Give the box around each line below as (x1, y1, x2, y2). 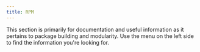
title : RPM (6, 9, 34, 15)
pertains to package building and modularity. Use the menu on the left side (6, 32, 194, 40)
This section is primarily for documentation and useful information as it (6, 26, 184, 33)
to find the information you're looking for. (6, 39, 110, 46)
